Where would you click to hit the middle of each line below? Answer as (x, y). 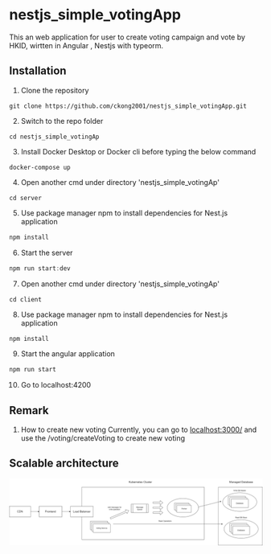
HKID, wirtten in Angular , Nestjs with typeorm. (86, 45)
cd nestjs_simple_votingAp (54, 137)
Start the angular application (68, 354)
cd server (26, 198)
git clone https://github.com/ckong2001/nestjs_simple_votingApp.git (128, 106)
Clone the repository (55, 90)
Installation (38, 71)
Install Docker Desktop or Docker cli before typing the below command (138, 151)
